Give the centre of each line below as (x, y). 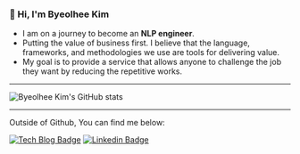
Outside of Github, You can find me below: (87, 123)
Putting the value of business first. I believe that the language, (136, 43)
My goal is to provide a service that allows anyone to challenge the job (152, 62)
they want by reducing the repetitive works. (102, 71)
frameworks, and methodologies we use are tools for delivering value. (150, 53)
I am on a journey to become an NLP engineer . (108, 34)
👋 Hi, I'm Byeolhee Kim (59, 14)
